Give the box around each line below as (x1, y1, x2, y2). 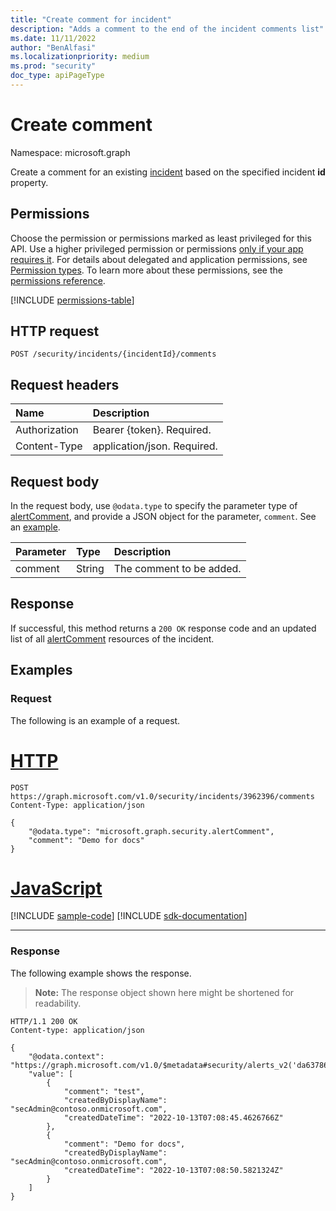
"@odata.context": (28, 1051, 105, 1061)
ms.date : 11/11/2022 (10, 33, 97, 43)
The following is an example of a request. (10, 714, 181, 726)
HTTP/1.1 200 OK (10, 1016, 78, 1026)
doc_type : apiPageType (10, 71, 105, 81)
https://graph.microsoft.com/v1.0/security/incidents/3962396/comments (10, 791, 315, 801)
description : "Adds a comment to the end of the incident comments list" (10, 24, 325, 34)
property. (10, 176, 49, 188)
